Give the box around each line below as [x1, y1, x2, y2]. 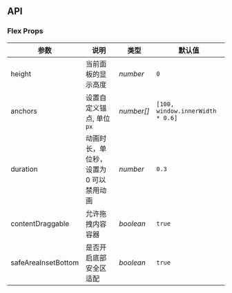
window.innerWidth [156, 107, 217, 115]
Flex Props [7, 26, 43, 36]
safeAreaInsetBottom [10, 258, 79, 267]
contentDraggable [10, 218, 70, 228]
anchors [10, 106, 38, 116]
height [10, 69, 32, 78]
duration [10, 164, 38, 174]
